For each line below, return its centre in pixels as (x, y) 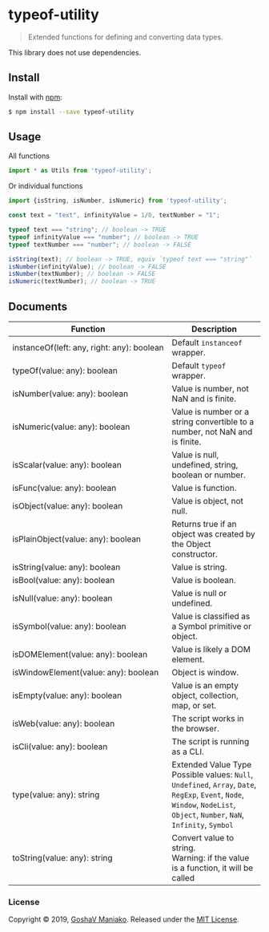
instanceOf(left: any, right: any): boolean (88, 348)
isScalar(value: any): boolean (67, 465)
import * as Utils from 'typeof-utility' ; (80, 171)
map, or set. (194, 705)
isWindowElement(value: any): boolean (86, 673)
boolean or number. (209, 475)
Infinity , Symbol (203, 825)
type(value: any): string (56, 794)
